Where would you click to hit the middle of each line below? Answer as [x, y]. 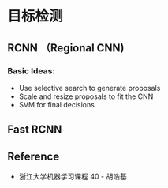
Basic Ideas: [32, 70]
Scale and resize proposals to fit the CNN [86, 96]
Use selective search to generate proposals [90, 88]
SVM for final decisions [57, 104]
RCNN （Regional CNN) [66, 48]
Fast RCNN [35, 130]
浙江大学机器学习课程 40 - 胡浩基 [73, 177]
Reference [34, 156]
